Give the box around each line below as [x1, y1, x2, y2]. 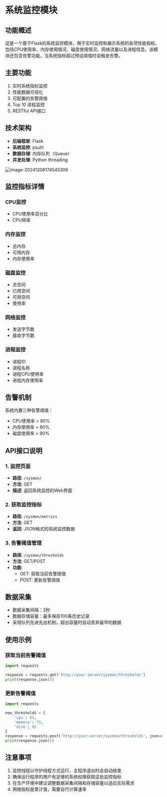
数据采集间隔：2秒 [12, 607, 51, 613]
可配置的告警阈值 [12, 95, 48, 101]
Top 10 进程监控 [12, 101, 45, 107]
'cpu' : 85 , [14, 715, 37, 720]
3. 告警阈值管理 [5, 539, 42, 546]
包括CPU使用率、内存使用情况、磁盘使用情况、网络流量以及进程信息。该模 [5, 46, 158, 52]
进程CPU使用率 [12, 371, 44, 377]
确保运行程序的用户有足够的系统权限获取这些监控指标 [12, 774, 122, 780]
